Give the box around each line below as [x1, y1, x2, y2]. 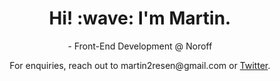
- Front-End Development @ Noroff [67, 40, 213, 52]
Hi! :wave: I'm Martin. [48, 7, 232, 30]
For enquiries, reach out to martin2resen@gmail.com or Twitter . [9, 59, 271, 71]
